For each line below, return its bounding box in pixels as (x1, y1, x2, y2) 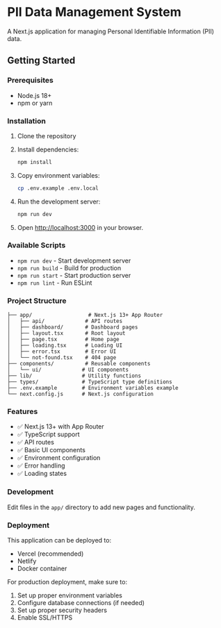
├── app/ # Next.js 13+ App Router (7, 312, 163, 319)
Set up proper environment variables (17, 591, 123, 600)
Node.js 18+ (17, 91, 52, 99)
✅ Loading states (17, 470, 67, 478)
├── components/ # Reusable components (7, 361, 151, 367)
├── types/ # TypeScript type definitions (7, 379, 172, 386)
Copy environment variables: (17, 171, 100, 179)
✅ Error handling (17, 461, 65, 470)
